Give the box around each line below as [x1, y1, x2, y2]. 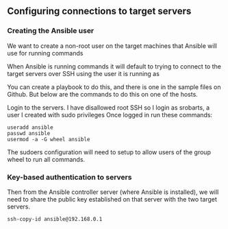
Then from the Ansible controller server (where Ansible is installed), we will [7, 188, 219, 196]
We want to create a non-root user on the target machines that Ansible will [7, 41, 217, 50]
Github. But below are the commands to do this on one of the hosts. [7, 90, 199, 98]
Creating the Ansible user [7, 26, 94, 36]
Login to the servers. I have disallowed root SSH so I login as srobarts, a [7, 103, 210, 112]
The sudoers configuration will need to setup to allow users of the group [7, 147, 211, 156]
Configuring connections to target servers [7, 5, 192, 17]
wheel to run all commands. [7, 155, 86, 163]
